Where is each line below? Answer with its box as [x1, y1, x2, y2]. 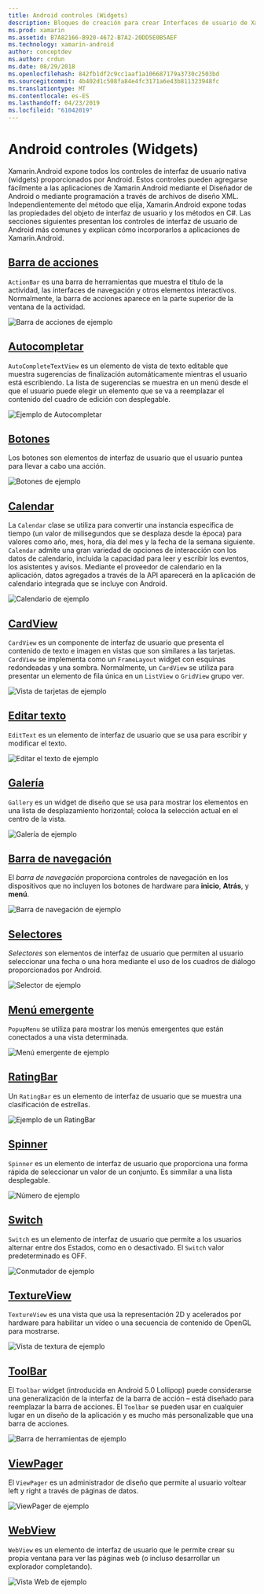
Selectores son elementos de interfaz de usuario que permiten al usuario [8, 948, 244, 958]
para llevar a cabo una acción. [8, 462, 106, 471]
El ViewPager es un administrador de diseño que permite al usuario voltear [8, 1478, 247, 1487]
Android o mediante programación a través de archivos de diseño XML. [8, 191, 239, 201]
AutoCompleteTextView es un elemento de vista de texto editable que [8, 361, 229, 370]
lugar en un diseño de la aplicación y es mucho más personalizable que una [8, 1411, 254, 1420]
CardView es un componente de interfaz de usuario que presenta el [8, 638, 225, 647]
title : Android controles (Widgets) [8, 11, 128, 20]
